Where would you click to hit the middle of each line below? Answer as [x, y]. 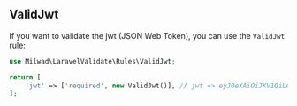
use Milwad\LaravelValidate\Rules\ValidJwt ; [92, 61]
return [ [25, 77]
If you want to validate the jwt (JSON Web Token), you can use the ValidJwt [147, 35]
